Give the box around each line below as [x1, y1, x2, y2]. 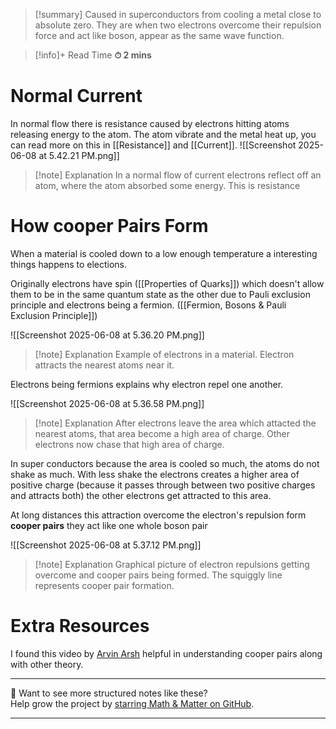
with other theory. [10, 658, 84, 670]
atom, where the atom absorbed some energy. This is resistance [34, 179, 301, 191]
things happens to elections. [10, 258, 128, 270]
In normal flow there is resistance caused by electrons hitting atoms [10, 117, 290, 129]
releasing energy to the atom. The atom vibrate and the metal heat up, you [10, 128, 317, 140]
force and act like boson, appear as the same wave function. [34, 30, 285, 41]
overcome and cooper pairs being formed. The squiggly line [34, 569, 283, 581]
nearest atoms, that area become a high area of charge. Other [34, 427, 291, 439]
